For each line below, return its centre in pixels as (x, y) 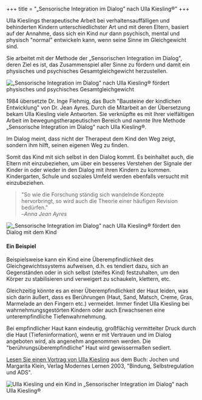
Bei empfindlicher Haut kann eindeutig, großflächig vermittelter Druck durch (101, 328)
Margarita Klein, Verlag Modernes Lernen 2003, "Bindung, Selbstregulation (100, 366)
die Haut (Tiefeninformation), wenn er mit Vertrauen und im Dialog (89, 335)
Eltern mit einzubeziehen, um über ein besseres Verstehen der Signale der (99, 163)
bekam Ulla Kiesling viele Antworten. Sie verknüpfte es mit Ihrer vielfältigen (100, 114)
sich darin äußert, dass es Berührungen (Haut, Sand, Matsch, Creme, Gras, (100, 297)
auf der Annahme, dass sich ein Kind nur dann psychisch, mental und (93, 33)
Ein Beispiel (21, 246)
